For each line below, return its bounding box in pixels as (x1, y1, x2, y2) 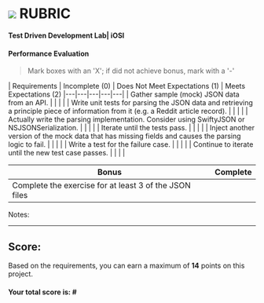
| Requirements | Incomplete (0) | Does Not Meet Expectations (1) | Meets (8, 82, 246, 91)
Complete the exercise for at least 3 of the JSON (12, 180, 191, 191)
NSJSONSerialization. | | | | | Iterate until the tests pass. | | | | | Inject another (8, 123, 255, 133)
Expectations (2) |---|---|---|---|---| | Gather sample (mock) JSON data (8, 89, 240, 99)
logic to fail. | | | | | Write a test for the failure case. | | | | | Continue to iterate (8, 140, 254, 149)
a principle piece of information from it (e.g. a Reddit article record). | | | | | (8, 107, 249, 116)
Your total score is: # (8, 287, 77, 297)
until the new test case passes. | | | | (8, 148, 126, 158)
